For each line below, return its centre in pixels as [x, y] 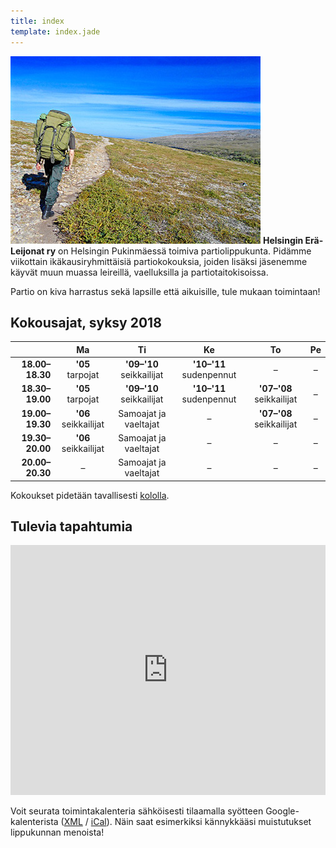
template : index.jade [55, 31]
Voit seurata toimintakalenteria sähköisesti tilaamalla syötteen [137, 811]
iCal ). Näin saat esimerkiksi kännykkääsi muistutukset [201, 822]
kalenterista [34, 822]
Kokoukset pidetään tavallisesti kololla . [90, 495]
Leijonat [27, 251]
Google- [282, 811]
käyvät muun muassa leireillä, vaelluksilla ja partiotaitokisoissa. [139, 272]
